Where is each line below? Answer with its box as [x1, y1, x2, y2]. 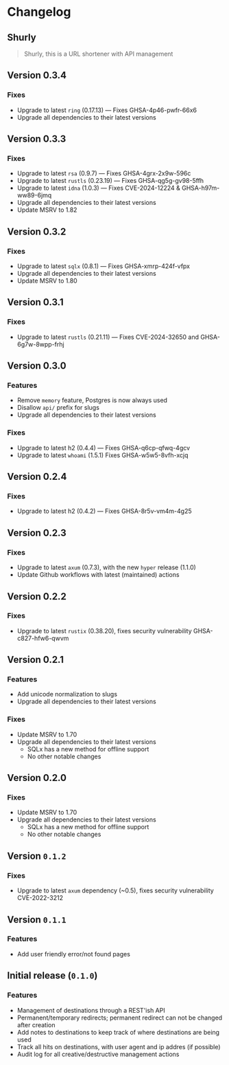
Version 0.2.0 [7, 772, 67, 784]
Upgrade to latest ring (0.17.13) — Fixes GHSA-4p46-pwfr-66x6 [16, 106, 197, 114]
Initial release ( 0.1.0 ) [7, 970, 98, 982]
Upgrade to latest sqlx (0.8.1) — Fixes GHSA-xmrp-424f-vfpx [16, 262, 191, 270]
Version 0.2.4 [7, 471, 67, 483]
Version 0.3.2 [7, 226, 67, 237]
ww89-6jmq [16, 191, 52, 199]
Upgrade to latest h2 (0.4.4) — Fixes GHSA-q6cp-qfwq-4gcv [16, 443, 191, 452]
